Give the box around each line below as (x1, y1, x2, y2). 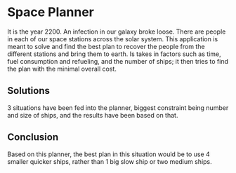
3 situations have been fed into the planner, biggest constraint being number (7, 103, 229, 112)
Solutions (7, 85, 51, 97)
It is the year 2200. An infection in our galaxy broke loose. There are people (7, 27, 226, 36)
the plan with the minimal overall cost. (7, 64, 117, 73)
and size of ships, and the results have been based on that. (7, 111, 178, 119)
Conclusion (7, 131, 59, 144)
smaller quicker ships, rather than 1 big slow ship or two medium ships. (7, 157, 212, 165)
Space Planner (7, 4, 95, 20)
